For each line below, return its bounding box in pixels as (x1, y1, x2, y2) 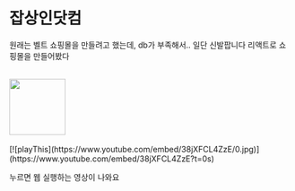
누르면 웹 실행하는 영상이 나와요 (9, 171, 120, 182)
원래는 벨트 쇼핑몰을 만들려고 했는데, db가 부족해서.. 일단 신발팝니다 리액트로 (9, 39, 277, 50)
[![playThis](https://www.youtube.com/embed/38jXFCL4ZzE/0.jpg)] (9, 143, 260, 154)
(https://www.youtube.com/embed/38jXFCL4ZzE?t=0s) (9, 153, 215, 164)
